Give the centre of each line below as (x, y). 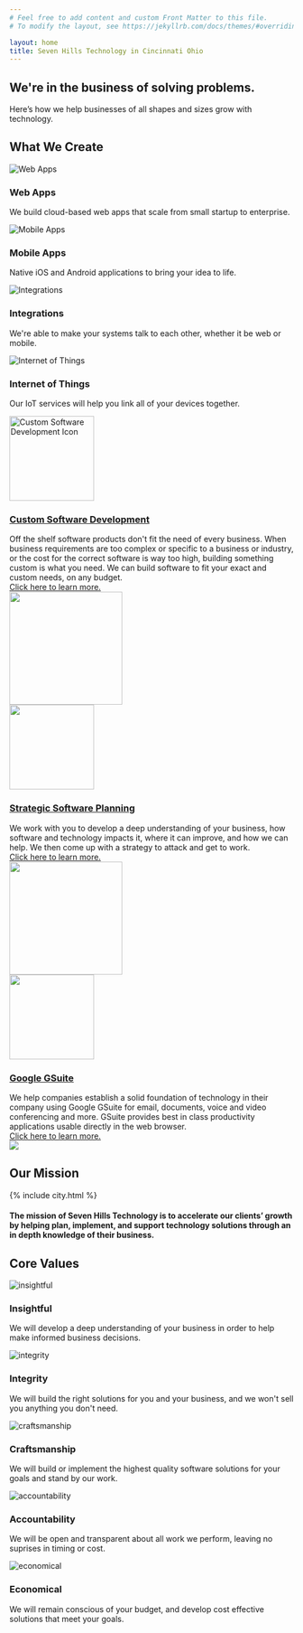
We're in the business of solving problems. (132, 87)
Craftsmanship (43, 1449)
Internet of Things (50, 383)
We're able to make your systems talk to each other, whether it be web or (145, 333)
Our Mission (44, 1173)
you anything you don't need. (64, 1408)
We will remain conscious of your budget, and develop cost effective (137, 1609)
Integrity (29, 1379)
